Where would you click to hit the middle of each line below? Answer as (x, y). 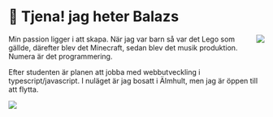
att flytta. (24, 89)
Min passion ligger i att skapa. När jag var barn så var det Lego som (122, 39)
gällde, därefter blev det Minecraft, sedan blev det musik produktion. (123, 47)
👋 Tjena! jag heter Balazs (94, 17)
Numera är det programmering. (61, 56)
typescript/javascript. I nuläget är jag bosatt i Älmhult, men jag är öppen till (133, 80)
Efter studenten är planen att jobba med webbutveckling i (104, 71)
